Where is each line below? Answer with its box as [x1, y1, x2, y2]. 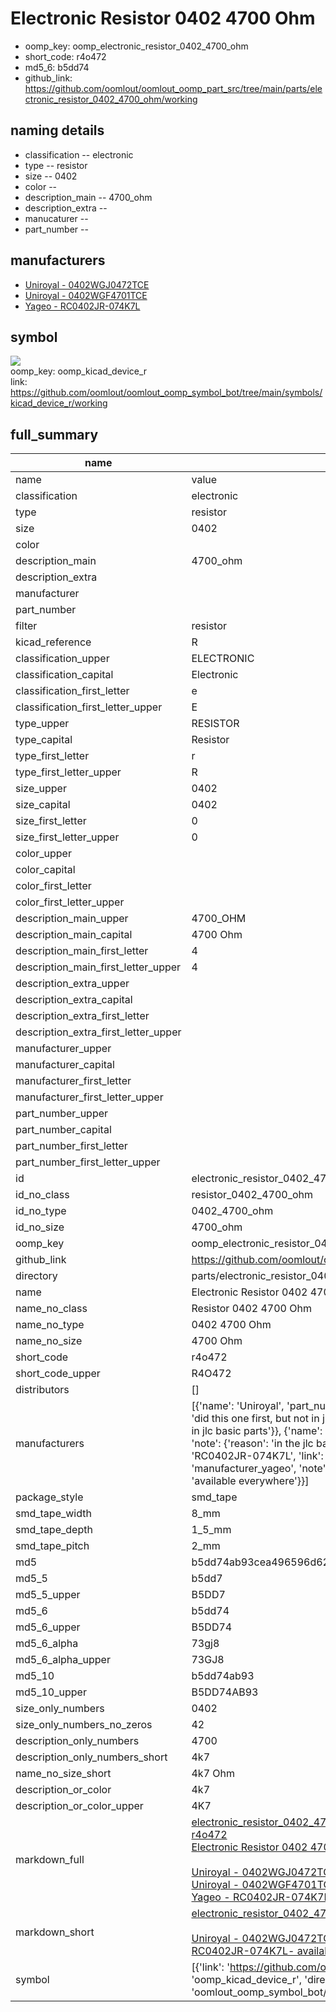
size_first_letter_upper [15, 830, 120, 844]
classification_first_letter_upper [15, 700, 163, 714]
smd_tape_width [15, 1507, 92, 1521]
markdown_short [15, 1925, 95, 1939]
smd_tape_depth [15, 1523, 93, 1537]
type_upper [15, 717, 70, 731]
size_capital [15, 798, 71, 812]
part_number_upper [15, 1107, 109, 1121]
